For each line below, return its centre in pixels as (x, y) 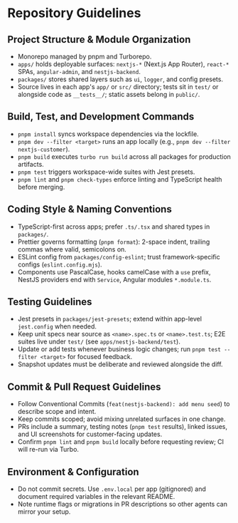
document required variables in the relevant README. (96, 497)
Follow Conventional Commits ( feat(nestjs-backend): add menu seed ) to (124, 404)
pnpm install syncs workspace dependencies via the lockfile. (108, 134)
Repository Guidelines (74, 13)
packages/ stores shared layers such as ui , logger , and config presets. (120, 79)
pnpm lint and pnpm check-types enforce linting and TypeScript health (120, 179)
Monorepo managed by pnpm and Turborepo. (85, 56)
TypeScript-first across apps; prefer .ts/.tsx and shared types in (114, 227)
